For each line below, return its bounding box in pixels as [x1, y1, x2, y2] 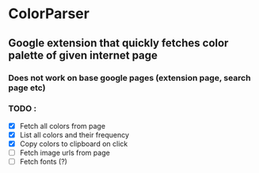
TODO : [8, 103, 37, 115]
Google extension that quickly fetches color [8, 36, 229, 50]
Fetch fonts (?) [19, 157, 67, 167]
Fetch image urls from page [19, 148, 111, 157]
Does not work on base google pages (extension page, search [8, 72, 251, 83]
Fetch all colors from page [19, 121, 105, 130]
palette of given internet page [8, 48, 158, 62]
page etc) [8, 82, 46, 93]
